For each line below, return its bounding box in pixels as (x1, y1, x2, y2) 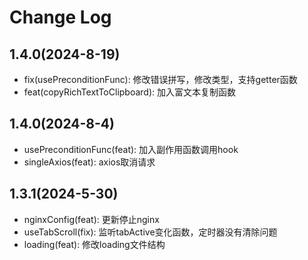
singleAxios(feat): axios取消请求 (23, 156, 156, 168)
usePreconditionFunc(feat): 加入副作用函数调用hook (23, 143, 239, 155)
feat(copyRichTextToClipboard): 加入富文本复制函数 (23, 86, 236, 98)
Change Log (9, 6, 112, 29)
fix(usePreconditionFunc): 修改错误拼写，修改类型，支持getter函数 (23, 74, 298, 85)
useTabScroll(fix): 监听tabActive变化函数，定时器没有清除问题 (23, 226, 278, 238)
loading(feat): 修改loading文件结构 (23, 238, 166, 250)
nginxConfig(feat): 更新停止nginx (23, 213, 160, 225)
